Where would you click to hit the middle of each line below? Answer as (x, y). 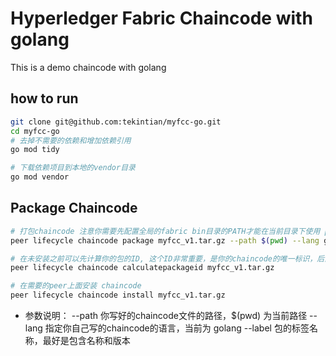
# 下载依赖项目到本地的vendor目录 (73, 168)
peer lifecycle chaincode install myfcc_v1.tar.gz (118, 295)
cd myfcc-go (35, 131)
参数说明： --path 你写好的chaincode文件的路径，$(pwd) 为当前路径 (166, 316)
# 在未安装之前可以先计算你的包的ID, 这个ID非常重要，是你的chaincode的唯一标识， (164, 258)
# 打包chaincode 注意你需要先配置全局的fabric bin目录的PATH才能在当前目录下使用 (165, 231)
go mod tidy (35, 150)
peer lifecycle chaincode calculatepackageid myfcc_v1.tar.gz (142, 268)
